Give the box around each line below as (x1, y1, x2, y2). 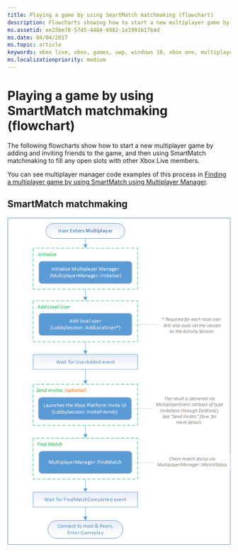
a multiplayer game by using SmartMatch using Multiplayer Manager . (7, 177, 208, 186)
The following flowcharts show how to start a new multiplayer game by (7, 141, 214, 150)
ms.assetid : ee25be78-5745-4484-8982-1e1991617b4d (7, 26, 160, 33)
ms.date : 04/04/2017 (7, 34, 69, 41)
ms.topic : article (7, 41, 62, 49)
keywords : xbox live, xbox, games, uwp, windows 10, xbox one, (7, 49, 198, 56)
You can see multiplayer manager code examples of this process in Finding (7, 170, 227, 179)
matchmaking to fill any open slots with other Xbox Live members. (7, 156, 200, 164)
